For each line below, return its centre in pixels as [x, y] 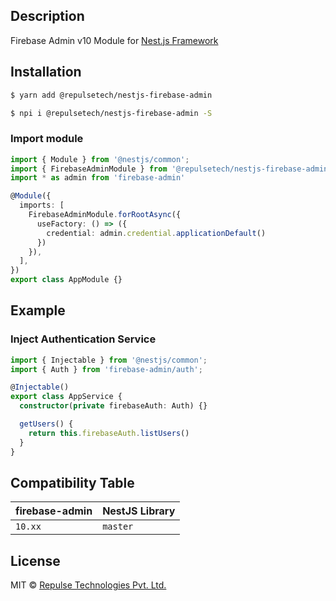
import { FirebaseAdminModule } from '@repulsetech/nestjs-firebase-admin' [171, 169]
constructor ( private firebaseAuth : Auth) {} [113, 406]
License [35, 560]
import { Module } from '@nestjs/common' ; [100, 159]
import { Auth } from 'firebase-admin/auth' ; [106, 369]
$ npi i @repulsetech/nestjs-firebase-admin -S [111, 113]
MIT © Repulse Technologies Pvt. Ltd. [88, 585]
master [118, 527]
